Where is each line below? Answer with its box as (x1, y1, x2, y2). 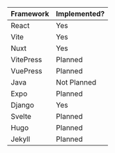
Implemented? (55, 9, 105, 18)
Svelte (10, 112, 31, 121)
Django (10, 101, 35, 110)
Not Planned (55, 78, 97, 87)
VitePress (10, 55, 43, 64)
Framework (10, 9, 49, 18)
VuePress (10, 66, 43, 75)
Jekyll (10, 134, 31, 144)
